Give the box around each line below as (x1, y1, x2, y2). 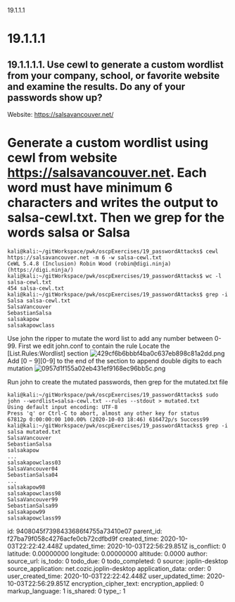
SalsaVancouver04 (7, 465, 58, 472)
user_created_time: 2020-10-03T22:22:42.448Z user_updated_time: (7, 572, 205, 580)
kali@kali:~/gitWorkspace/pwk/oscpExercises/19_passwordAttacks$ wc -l (7, 272, 222, 280)
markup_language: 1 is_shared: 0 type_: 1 (7, 587, 126, 595)
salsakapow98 (7, 484, 46, 491)
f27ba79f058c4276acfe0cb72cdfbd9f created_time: (7, 534, 160, 543)
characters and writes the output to (7, 195, 219, 211)
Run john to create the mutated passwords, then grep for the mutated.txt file (7, 377, 229, 386)
